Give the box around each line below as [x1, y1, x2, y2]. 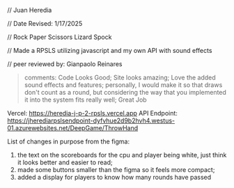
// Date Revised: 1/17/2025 [7, 19, 83, 27]
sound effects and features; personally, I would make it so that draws [24, 81, 223, 89]
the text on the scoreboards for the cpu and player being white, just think [17, 151, 227, 159]
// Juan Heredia [7, 6, 52, 14]
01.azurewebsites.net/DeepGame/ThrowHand [7, 124, 139, 132]
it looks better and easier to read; [17, 158, 113, 166]
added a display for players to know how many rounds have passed [17, 173, 212, 181]
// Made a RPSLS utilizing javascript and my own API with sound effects [7, 47, 212, 54]
